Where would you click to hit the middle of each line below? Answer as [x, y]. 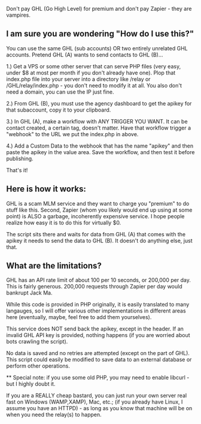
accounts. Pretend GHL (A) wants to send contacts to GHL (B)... [85, 55]
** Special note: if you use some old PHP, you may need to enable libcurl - [98, 378]
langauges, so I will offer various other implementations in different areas [96, 311]
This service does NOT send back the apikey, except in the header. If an [95, 329]
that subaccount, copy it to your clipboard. [59, 110]
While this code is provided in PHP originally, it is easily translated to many [98, 305]
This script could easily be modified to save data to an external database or [99, 360]
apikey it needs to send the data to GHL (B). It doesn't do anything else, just [99, 240]
